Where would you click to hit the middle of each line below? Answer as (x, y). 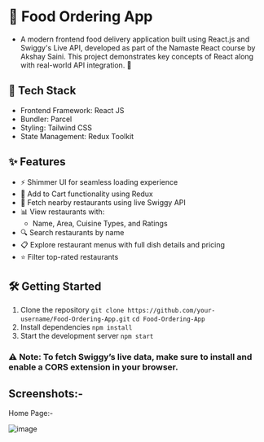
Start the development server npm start (87, 336)
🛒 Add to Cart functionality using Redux (86, 194)
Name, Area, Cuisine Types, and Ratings (100, 223)
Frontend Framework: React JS (72, 110)
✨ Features (37, 162)
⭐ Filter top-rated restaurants (69, 256)
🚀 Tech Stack (42, 91)
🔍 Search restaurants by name (72, 232)
